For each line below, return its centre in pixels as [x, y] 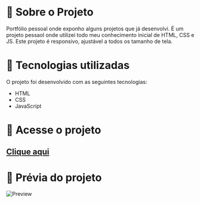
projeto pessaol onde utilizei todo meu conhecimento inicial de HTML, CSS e [100, 35]
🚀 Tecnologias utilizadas [68, 65]
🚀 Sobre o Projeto [50, 12]
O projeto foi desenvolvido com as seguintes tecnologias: [77, 82]
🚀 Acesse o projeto [54, 130]
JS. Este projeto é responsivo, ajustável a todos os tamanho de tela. [90, 41]
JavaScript [28, 106]
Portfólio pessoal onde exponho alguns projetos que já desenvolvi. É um [95, 29]
